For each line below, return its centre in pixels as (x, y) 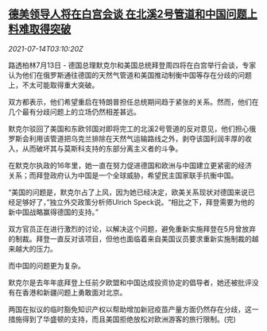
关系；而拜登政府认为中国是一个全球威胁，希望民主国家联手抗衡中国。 (123, 175)
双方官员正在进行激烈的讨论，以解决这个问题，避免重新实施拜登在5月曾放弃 (132, 229)
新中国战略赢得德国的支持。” (54, 212)
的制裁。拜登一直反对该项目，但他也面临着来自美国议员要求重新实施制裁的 (130, 239)
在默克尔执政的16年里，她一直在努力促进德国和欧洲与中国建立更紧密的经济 (130, 165)
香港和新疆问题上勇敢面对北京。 (74, 292)
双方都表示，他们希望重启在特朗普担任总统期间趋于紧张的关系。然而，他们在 (133, 102)
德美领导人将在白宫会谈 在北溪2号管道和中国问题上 (133, 14)
